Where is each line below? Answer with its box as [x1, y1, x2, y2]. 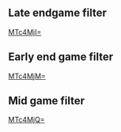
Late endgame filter [8, 6, 107, 20]
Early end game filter [8, 51, 114, 64]
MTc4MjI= [8, 27, 42, 36]
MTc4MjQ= [8, 115, 45, 125]
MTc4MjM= [8, 71, 46, 81]
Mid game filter [8, 94, 85, 107]
